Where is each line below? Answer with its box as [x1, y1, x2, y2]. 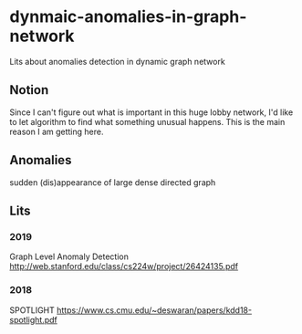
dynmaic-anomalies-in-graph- [9, 6, 247, 27]
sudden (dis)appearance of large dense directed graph [9, 176, 216, 188]
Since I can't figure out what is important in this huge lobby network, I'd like [9, 107, 294, 118]
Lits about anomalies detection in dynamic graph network [9, 56, 225, 67]
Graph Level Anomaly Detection [9, 251, 130, 262]
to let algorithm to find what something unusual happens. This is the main [9, 116, 286, 127]
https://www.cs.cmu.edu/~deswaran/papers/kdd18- [56, 304, 253, 316]
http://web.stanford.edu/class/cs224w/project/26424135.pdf [9, 261, 239, 272]
